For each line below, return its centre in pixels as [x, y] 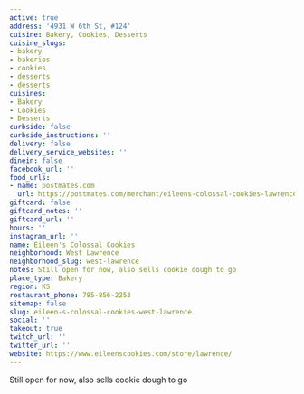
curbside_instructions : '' [60, 136]
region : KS [30, 286]
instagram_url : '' [44, 236]
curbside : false [40, 127]
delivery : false [40, 144]
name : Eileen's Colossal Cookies [72, 245]
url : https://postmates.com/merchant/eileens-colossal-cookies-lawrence [157, 194]
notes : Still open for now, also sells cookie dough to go [123, 270]
